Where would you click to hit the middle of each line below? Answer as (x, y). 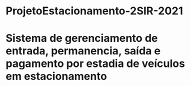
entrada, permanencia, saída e (83, 51)
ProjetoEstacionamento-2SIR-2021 (94, 11)
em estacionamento (56, 76)
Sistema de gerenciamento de (82, 39)
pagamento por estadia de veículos (95, 64)
